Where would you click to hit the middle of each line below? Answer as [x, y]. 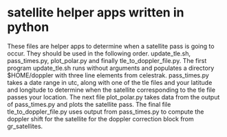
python [28, 27]
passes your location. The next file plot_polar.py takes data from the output [113, 97]
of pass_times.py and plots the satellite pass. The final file [89, 104]
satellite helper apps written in [96, 13]
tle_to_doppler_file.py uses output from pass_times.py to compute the [106, 112]
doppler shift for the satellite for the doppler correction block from [100, 119]
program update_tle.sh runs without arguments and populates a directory [111, 68]
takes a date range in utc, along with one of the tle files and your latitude [110, 82]
